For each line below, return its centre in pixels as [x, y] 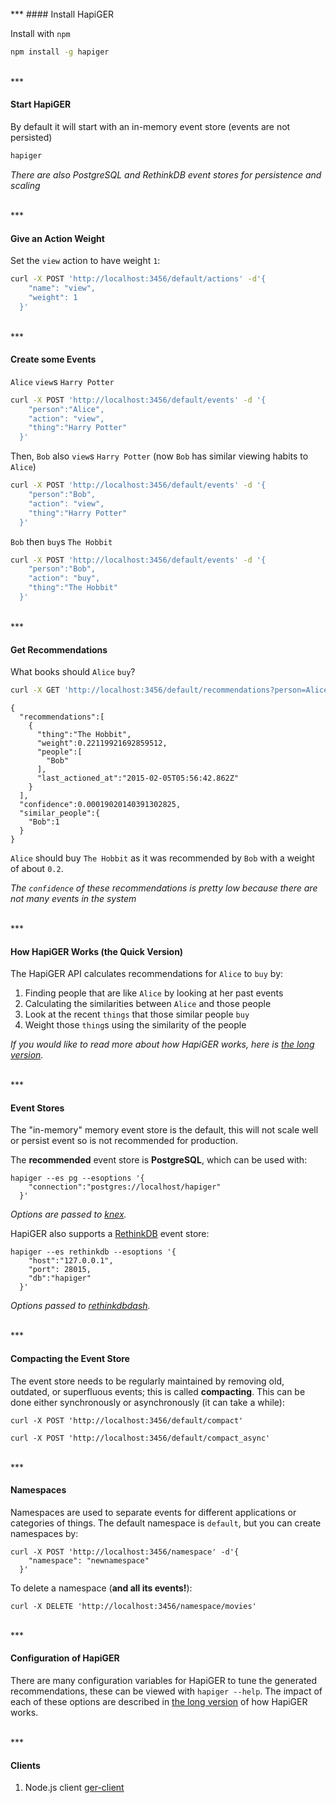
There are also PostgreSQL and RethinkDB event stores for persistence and [166, 174]
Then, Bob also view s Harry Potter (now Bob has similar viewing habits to [159, 456]
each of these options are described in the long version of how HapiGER [159, 1702]
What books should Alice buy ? [73, 672]
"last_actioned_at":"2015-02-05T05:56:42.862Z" [138, 778]
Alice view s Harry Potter [62, 381]
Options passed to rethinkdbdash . [80, 1306]
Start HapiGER [41, 104]
